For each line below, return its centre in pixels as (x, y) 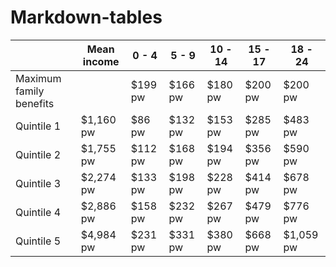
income (101, 61)
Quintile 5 (38, 241)
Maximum (38, 78)
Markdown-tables (86, 17)
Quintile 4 (38, 212)
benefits (35, 103)
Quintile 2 (38, 154)
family (30, 91)
